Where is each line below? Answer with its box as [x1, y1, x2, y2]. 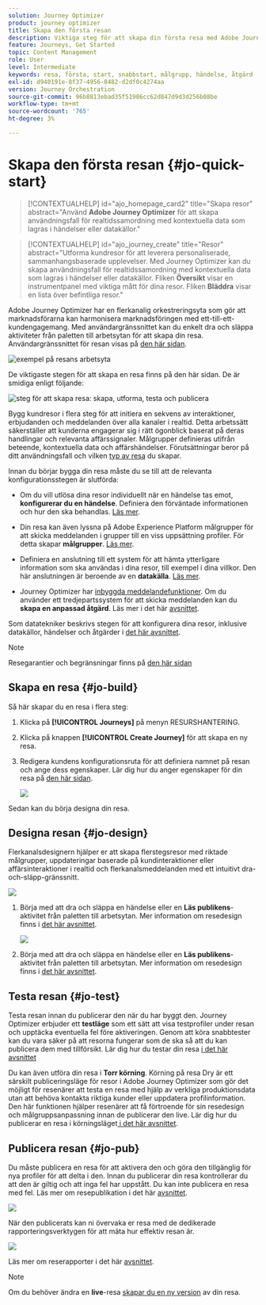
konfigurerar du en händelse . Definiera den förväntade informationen [19, 498, 249, 508]
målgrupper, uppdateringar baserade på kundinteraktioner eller [8, 856, 215, 865]
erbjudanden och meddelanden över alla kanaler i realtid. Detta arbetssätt [8, 417, 249, 426]
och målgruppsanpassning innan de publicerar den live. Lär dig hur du [8, 1110, 237, 1120]
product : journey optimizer [8, 19, 101, 27]
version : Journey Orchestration [8, 85, 115, 93]
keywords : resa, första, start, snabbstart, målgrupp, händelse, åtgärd [8, 71, 253, 78]
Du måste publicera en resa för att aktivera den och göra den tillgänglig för [8, 1162, 252, 1173]
